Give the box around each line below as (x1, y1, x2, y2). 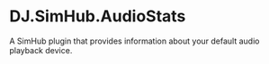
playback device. (9, 44, 73, 55)
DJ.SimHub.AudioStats (9, 6, 186, 27)
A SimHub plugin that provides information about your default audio (9, 36, 260, 46)
